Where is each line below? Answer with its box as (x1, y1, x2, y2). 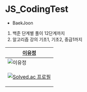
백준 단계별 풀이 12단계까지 (12, 30, 65, 36)
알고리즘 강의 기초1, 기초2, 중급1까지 (12, 36, 83, 42)
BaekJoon (12, 20, 33, 26)
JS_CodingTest (5, 3, 69, 15)
